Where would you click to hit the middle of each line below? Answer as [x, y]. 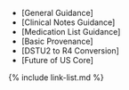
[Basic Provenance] [57, 41]
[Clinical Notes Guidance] [68, 22]
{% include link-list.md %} [56, 78]
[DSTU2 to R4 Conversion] [70, 51]
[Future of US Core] [57, 60]
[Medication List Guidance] [71, 32]
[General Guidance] [57, 13]
